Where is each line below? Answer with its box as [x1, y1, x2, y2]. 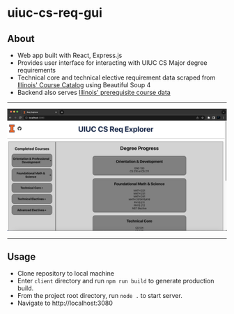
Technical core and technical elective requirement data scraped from [17, 73, 216, 82]
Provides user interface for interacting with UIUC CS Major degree [17, 59, 208, 67]
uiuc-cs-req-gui [7, 5, 103, 21]
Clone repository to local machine [17, 269, 115, 278]
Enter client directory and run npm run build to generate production [17, 277, 214, 285]
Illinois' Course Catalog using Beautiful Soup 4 [17, 81, 151, 89]
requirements [17, 66, 56, 74]
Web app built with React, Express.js [17, 51, 123, 59]
